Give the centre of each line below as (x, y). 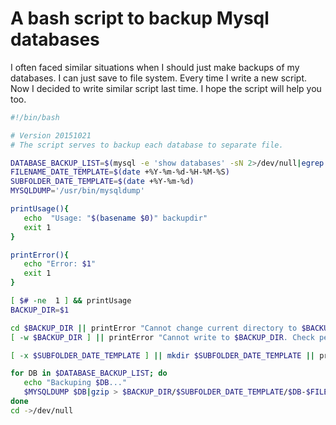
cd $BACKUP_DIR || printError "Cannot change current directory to (154, 328)
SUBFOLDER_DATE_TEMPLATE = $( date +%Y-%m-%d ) (102, 182)
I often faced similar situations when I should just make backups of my (155, 67)
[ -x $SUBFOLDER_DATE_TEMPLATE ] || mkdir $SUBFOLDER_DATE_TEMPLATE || (162, 355)
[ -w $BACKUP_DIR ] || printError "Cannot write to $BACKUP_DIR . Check (162, 337)
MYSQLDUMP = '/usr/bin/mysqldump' (77, 191)
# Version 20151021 (51, 135)
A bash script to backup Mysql (140, 18)
